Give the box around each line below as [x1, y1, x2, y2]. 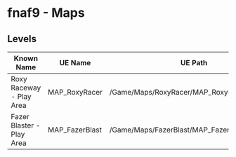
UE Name [59, 58, 91, 67]
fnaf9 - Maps [7, 5, 86, 21]
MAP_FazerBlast [48, 125, 103, 135]
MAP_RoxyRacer [48, 88, 103, 97]
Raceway [11, 83, 41, 93]
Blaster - [11, 121, 41, 130]
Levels [7, 33, 37, 45]
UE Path [180, 58, 208, 67]
